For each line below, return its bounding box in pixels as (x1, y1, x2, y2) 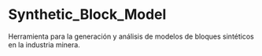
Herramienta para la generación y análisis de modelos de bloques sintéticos (8, 32, 254, 41)
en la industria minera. (8, 39, 80, 49)
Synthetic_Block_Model (8, 6, 167, 24)
